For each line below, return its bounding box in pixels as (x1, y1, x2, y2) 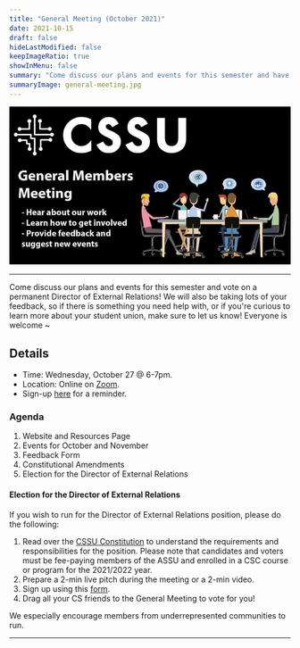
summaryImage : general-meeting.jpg (9, 80, 142, 89)
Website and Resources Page (21, 431, 131, 442)
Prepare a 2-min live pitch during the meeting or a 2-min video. (21, 574, 254, 585)
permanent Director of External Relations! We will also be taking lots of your (9, 291, 287, 303)
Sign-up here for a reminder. (21, 388, 128, 399)
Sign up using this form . (21, 583, 111, 594)
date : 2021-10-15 (9, 23, 74, 33)
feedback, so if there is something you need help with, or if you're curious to (9, 301, 291, 312)
